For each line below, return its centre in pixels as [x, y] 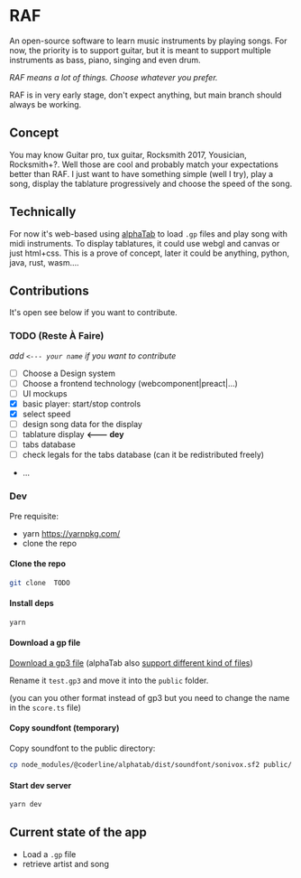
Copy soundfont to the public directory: [82, 748]
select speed [46, 414]
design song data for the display [82, 424]
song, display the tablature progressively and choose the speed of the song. [151, 183]
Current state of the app [78, 832]
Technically [43, 212]
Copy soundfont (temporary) [64, 728]
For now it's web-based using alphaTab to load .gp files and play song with [149, 234]
